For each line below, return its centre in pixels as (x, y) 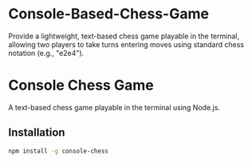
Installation (37, 133)
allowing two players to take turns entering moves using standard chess (126, 44)
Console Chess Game (81, 85)
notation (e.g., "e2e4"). (46, 53)
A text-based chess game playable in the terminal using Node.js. (114, 107)
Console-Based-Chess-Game (109, 14)
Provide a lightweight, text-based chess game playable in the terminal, (124, 36)
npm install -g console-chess (59, 151)
